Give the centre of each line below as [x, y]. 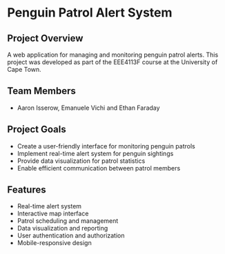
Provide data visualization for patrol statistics [81, 161]
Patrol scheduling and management [68, 221]
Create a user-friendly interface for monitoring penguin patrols [106, 146]
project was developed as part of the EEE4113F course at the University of [112, 62]
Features [27, 190]
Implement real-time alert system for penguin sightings [95, 153]
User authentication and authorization [71, 235]
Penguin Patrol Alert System [90, 13]
